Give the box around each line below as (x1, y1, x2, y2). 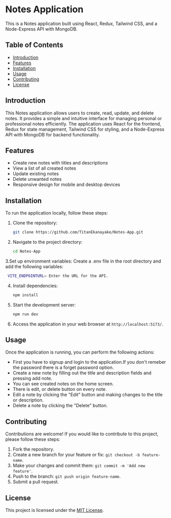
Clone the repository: (12, 220, 58, 226)
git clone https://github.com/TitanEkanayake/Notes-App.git (12, 230, 143, 235)
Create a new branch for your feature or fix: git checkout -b (12, 452, 140, 458)
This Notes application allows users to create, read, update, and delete (5, 110, 154, 116)
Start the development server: (12, 301, 76, 308)
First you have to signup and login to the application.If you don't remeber (12, 359, 166, 365)
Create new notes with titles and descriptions (12, 160, 108, 166)
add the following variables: (5, 263, 64, 269)
